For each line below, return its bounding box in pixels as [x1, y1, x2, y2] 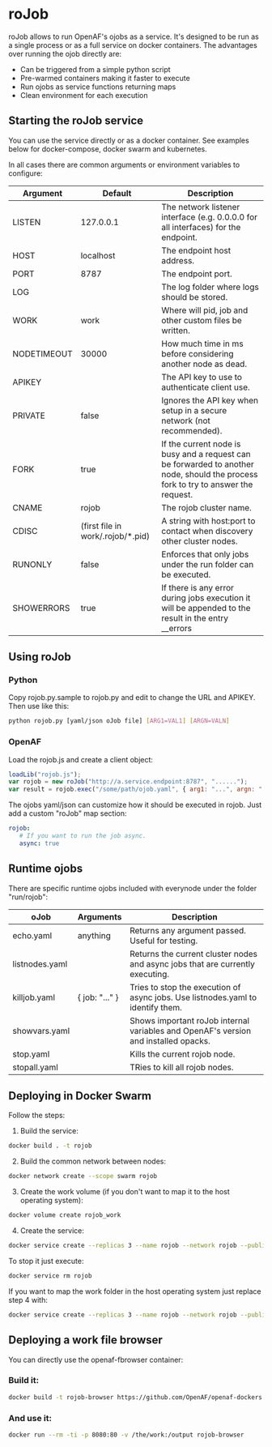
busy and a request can [161, 448, 251, 459]
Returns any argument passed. [129, 924, 247, 936]
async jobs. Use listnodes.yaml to [129, 992, 257, 1003]
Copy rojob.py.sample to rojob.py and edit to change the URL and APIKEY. [8, 693, 256, 702]
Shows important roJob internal [129, 1014, 249, 1026]
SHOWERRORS [12, 602, 70, 613]
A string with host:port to [161, 515, 256, 527]
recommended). [161, 425, 223, 436]
